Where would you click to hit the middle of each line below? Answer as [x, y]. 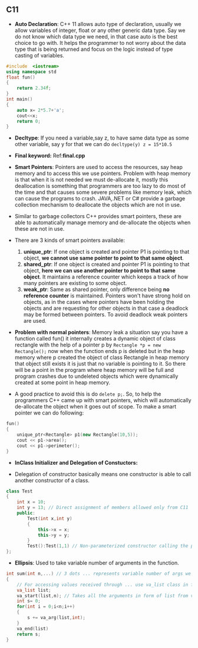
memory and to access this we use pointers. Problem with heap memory [103, 173]
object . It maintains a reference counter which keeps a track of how [106, 277]
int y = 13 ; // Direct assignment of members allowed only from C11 [103, 508]
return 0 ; [29, 121]
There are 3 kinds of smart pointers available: [70, 240]
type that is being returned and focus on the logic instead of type [94, 49]
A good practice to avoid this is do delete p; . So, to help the [88, 394]
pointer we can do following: [49, 413]
